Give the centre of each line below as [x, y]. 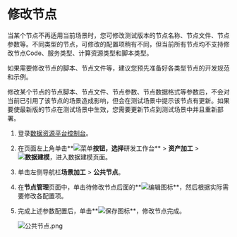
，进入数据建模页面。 [80, 157]
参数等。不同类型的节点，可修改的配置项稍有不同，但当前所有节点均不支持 [115, 44]
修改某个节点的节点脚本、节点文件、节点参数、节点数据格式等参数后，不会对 [119, 92]
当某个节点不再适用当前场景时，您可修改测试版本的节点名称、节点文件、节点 [119, 35]
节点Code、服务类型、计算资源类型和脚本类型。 [83, 53]
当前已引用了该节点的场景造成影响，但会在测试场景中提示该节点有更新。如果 [119, 100]
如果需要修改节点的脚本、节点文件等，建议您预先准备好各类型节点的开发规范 [119, 68]
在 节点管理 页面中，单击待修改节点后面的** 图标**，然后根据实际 [120, 187]
